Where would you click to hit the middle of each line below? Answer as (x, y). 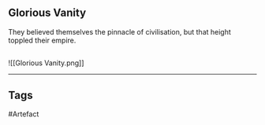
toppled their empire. (42, 40)
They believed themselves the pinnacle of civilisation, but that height (119, 31)
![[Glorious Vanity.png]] (46, 63)
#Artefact (24, 114)
